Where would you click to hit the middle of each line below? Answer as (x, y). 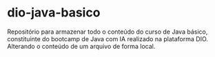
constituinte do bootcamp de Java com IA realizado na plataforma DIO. (108, 38)
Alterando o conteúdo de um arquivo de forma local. (81, 46)
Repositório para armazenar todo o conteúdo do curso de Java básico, (107, 32)
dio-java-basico (54, 13)
